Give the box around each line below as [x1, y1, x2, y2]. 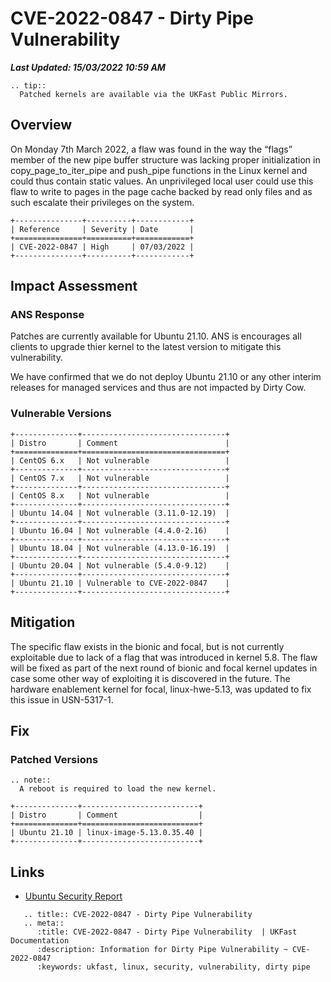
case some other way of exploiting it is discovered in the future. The [10, 672, 291, 684]
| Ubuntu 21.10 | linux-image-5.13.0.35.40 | [10, 828, 203, 838]
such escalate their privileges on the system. [10, 196, 195, 208]
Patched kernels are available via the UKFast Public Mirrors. [19, 89, 288, 99]
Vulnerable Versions [10, 407, 112, 421]
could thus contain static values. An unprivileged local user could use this [10, 175, 314, 187]
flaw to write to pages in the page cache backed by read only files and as [10, 185, 313, 197]
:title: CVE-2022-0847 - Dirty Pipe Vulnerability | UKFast [36, 927, 298, 937]
